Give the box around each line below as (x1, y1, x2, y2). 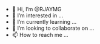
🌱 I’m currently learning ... (12, 18, 77, 25)
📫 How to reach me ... (12, 32, 68, 38)
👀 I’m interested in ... (12, 12, 64, 19)
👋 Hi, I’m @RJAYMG (12, 6, 62, 12)
